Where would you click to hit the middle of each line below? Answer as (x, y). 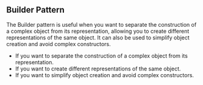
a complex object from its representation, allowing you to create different (98, 31)
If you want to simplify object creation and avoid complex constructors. (104, 75)
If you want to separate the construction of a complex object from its (101, 56)
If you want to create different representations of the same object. (98, 69)
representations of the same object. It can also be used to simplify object (98, 37)
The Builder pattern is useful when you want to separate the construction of (101, 24)
